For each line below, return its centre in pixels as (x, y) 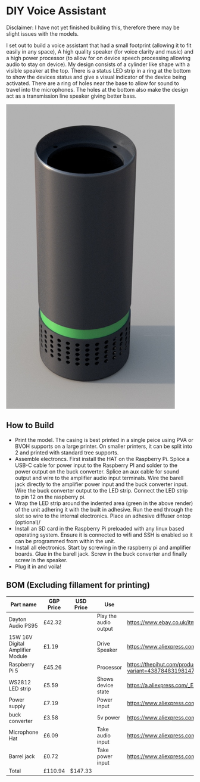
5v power (109, 718)
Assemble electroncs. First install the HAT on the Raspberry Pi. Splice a (102, 459)
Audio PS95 (24, 625)
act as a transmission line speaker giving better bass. (71, 96)
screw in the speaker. (41, 560)
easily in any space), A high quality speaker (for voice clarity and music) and (100, 51)
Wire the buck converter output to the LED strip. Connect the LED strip (101, 490)
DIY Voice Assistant (56, 11)
